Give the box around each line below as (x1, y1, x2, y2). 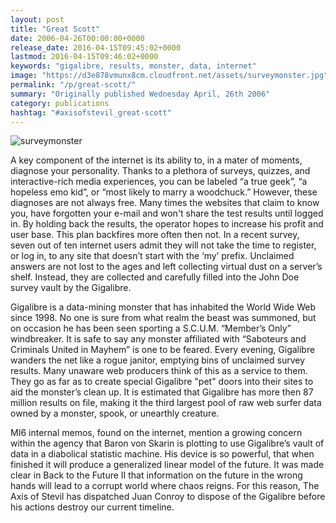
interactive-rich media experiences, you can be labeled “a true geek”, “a (10, 176, 308, 188)
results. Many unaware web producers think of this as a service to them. (10, 365, 308, 377)
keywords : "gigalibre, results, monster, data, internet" (10, 61, 257, 71)
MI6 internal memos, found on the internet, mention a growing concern (10, 427, 303, 439)
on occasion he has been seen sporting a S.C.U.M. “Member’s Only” (10, 322, 292, 335)
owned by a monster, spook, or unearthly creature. (10, 407, 220, 420)
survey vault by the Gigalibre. (10, 282, 132, 294)
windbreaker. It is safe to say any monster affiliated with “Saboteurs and (10, 333, 307, 345)
